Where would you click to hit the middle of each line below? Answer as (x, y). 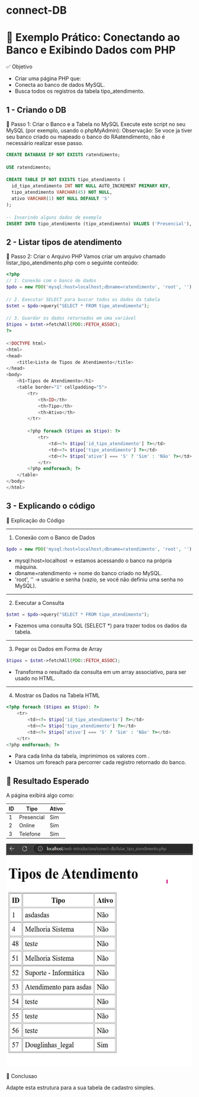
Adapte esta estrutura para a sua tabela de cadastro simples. (81, 1087)
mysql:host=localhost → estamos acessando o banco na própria (93, 560)
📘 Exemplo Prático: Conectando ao (93, 38)
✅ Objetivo (19, 67)
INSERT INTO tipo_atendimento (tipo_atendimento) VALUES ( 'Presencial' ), (99, 223)
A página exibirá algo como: (40, 795)
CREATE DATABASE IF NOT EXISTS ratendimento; (63, 155)
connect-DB (36, 10)
